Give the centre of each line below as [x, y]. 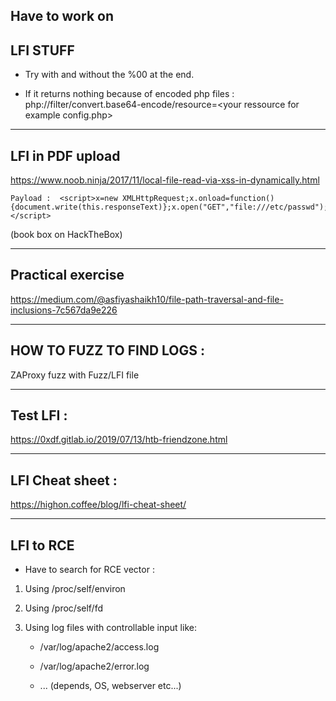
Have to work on [62, 16]
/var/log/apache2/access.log [99, 647]
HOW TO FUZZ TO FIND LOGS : [108, 350]
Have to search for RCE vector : [89, 570]
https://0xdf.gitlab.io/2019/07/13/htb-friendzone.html [119, 440]
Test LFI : [39, 415]
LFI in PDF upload [65, 155]
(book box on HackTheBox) [66, 235]
